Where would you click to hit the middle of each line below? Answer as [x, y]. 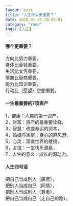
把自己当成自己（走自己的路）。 [38, 198]
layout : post [19, 10]
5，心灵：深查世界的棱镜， [34, 141]
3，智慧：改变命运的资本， [34, 128]
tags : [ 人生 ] [18, 29]
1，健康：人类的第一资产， [33, 115]
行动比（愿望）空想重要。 [32, 91]
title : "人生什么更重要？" [31, 15]
